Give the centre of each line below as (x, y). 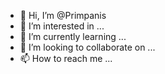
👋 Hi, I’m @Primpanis (63, 15)
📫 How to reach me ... (66, 58)
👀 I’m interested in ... (62, 26)
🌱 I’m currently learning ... (73, 36)
